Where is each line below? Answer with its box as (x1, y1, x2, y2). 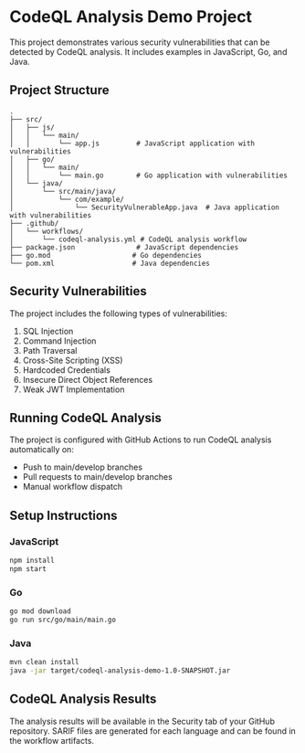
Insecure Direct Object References (22, 374, 153, 385)
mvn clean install (9, 658, 79, 667)
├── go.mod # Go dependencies (9, 250, 203, 260)
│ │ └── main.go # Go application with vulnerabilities (9, 171, 288, 180)
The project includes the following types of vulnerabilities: (9, 308, 228, 319)
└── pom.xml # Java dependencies (9, 259, 210, 268)
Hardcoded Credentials (22, 364, 111, 376)
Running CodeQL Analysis (9, 409, 163, 426)
